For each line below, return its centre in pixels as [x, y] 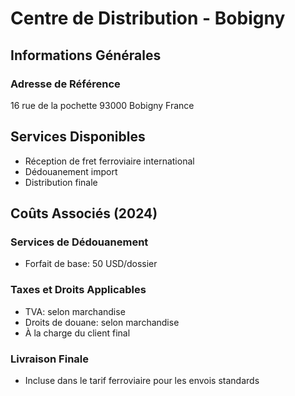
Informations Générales [86, 55]
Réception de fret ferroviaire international [109, 161]
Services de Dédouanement [79, 242]
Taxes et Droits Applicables [78, 290]
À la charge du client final [77, 333]
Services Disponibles [78, 137]
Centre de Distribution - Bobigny [148, 18]
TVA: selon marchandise [75, 311]
